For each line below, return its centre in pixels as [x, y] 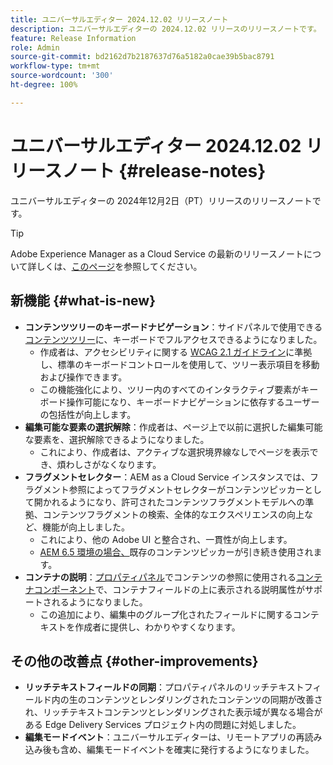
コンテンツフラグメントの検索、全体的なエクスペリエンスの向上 [173, 514]
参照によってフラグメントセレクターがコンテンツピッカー [186, 489]
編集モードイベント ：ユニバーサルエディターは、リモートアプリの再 [164, 737]
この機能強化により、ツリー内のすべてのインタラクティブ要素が [170, 389]
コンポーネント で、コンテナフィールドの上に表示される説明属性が [169, 589]
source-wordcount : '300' [62, 76]
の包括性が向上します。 [88, 414]
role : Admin [35, 47]
